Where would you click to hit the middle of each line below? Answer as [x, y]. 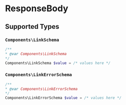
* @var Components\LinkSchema [36, 54]
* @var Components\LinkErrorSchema [41, 89]
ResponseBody [37, 9]
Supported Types [32, 27]
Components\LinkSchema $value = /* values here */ [58, 63]
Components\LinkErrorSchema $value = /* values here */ [63, 98]
